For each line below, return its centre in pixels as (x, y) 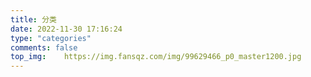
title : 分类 (33, 19)
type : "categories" (51, 38)
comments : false (44, 47)
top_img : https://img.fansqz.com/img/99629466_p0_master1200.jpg (156, 57)
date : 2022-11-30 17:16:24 (66, 29)
